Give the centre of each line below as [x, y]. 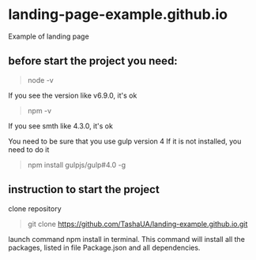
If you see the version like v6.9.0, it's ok [73, 95]
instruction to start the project [84, 189]
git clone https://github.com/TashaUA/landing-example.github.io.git [137, 224]
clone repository [35, 208]
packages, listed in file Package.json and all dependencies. [104, 247]
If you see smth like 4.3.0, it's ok [60, 126]
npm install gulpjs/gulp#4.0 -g [77, 165]
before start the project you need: [93, 61]
